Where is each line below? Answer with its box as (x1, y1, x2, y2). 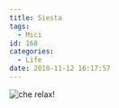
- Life (17, 55, 42, 64)
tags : (9, 22, 30, 31)
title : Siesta (9, 13, 63, 23)
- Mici (17, 30, 42, 39)
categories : (9, 47, 54, 56)
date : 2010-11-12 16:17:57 (9, 64, 111, 74)
